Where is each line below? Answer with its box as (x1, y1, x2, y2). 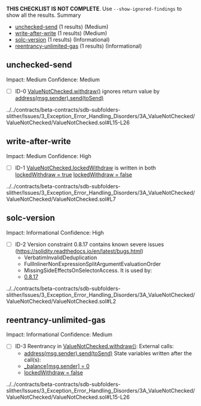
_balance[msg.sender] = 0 (23, 362, 90, 370)
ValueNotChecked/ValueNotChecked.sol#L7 (6, 195, 116, 203)
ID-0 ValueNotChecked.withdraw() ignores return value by (14, 87, 160, 95)
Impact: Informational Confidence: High (6, 229, 104, 236)
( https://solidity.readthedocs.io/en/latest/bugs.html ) (14, 247, 144, 255)
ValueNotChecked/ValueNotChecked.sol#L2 (6, 297, 116, 305)
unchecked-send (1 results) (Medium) (14, 24, 109, 30)
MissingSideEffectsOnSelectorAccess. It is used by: (23, 267, 152, 274)
